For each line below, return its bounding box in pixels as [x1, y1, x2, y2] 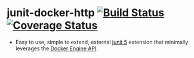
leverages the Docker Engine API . [15, 45, 98, 52]
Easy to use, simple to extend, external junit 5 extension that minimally [15, 38, 189, 45]
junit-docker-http [7, 6, 95, 20]
